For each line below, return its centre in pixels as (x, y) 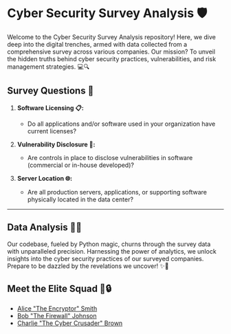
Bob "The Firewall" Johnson (57, 316)
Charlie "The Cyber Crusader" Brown (70, 323)
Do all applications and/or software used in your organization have (121, 124)
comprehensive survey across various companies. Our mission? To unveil (111, 52)
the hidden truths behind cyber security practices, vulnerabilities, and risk (112, 58)
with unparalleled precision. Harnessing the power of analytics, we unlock (112, 251)
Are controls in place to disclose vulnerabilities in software (110, 157)
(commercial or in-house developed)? (80, 165)
